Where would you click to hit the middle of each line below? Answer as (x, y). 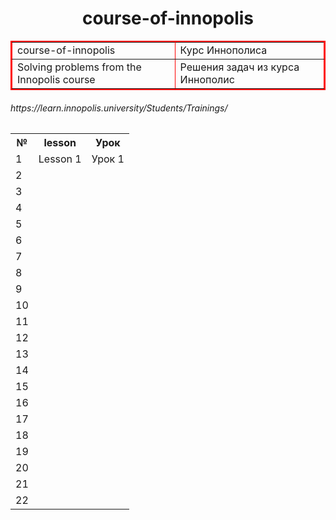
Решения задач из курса (239, 67)
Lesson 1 (60, 159)
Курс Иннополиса (223, 50)
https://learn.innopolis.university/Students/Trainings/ (119, 108)
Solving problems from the (79, 67)
